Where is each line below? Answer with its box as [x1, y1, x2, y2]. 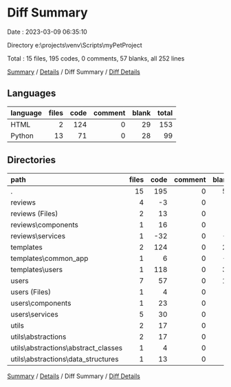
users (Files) [10, 287, 52, 297]
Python [10, 131, 34, 140]
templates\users [10, 264, 63, 274]
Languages [7, 87, 56, 99]
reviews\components [10, 220, 79, 229]
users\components [10, 298, 71, 308]
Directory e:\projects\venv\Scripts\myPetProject [7, 41, 142, 49]
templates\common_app [10, 253, 89, 263]
